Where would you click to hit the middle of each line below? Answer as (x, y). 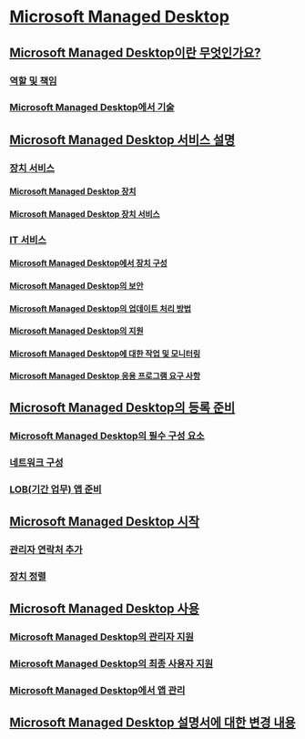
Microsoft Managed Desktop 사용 (105, 609)
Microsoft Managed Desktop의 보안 (76, 286)
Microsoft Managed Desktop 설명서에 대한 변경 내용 (152, 723)
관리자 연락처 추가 (46, 549)
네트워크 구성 (36, 462)
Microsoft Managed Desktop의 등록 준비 (122, 407)
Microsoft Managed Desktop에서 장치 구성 (88, 263)
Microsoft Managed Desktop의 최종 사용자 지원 (112, 664)
